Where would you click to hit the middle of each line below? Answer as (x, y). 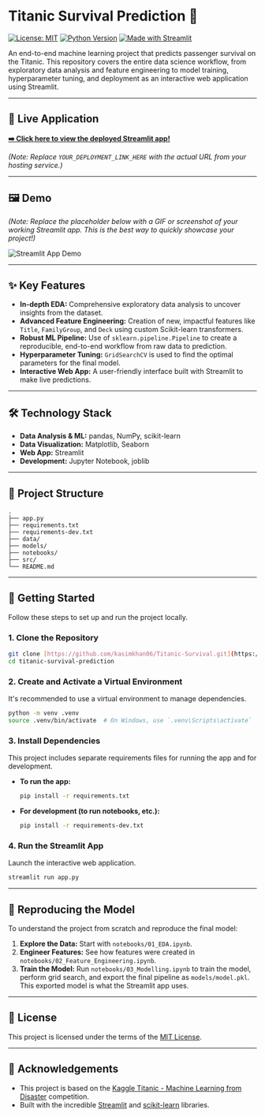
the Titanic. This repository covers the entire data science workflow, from (127, 62)
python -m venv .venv (44, 713)
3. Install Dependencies (54, 741)
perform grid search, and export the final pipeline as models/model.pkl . (134, 977)
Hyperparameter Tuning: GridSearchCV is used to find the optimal (127, 355)
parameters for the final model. (70, 363)
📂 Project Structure (56, 493)
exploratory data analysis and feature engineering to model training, (118, 69)
